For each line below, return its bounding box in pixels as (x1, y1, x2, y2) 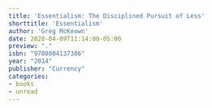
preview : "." (8, 42, 53, 50)
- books (8, 80, 35, 88)
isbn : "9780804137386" (8, 50, 85, 58)
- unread (8, 87, 38, 96)
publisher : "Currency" (8, 65, 85, 73)
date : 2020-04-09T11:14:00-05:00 (8, 34, 122, 43)
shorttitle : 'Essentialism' (8, 19, 104, 28)
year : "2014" (8, 58, 53, 66)
